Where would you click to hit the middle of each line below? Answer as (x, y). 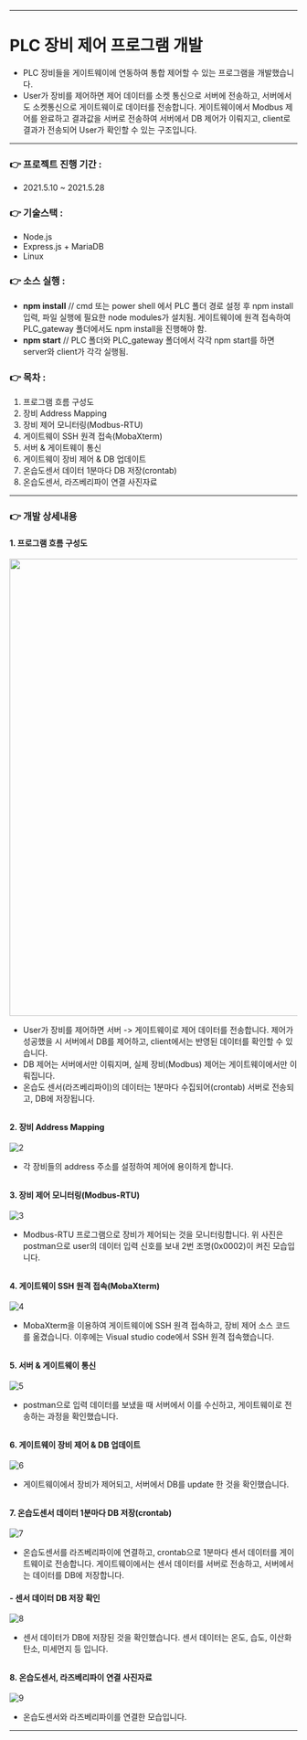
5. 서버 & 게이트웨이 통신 (53, 1365)
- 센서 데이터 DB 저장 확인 (55, 1597)
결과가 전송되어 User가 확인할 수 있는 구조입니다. (110, 130)
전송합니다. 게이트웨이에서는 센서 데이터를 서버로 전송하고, (158, 1564)
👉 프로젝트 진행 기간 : (56, 164)
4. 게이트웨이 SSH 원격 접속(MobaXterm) (85, 1286)
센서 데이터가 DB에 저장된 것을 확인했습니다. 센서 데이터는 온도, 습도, (145, 1638)
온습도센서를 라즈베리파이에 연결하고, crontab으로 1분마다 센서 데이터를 (150, 1553)
